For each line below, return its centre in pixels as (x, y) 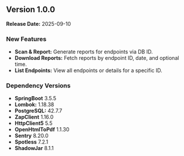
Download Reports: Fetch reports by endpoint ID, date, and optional (97, 58)
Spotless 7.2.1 (31, 142)
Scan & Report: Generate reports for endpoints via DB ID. (84, 52)
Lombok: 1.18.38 (34, 104)
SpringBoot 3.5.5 (35, 99)
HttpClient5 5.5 (33, 123)
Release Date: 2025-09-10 (39, 23)
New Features (26, 39)
